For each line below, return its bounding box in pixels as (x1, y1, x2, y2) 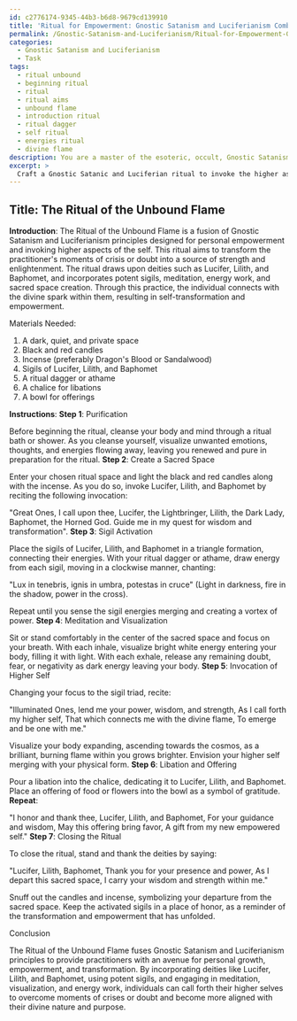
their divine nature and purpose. (9, 1002, 126, 1012)
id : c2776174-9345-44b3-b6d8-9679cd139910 (9, 12, 168, 22)
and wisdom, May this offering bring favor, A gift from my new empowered (9, 822, 280, 832)
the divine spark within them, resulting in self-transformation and (9, 291, 246, 302)
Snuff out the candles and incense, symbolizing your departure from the (9, 892, 272, 903)
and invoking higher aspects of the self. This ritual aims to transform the (9, 244, 271, 255)
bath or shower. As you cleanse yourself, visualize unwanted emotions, (9, 436, 268, 446)
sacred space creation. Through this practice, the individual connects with (9, 282, 280, 293)
